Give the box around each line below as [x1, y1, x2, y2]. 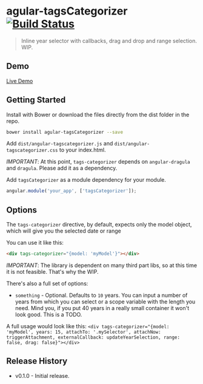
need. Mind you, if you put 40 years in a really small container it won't [15, 305, 190, 311]
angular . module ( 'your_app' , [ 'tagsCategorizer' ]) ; [6, 188, 137, 194]
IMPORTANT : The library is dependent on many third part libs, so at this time [6, 262, 198, 269]
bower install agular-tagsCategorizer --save [6, 129, 123, 135]
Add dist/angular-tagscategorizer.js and [6, 140, 113, 147]
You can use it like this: [6, 239, 64, 247]
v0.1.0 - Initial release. [15, 372, 70, 379]
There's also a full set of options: [6, 280, 88, 287]
